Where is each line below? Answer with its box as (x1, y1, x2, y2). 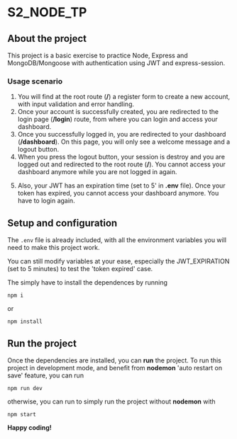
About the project (7, 33, 87, 45)
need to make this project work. (7, 244, 100, 252)
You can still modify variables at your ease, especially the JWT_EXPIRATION (7, 257, 230, 266)
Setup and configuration (7, 217, 118, 229)
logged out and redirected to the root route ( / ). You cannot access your (17, 160, 226, 169)
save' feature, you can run (7, 371, 84, 380)
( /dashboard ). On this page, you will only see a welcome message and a (17, 137, 231, 146)
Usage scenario (7, 76, 63, 86)
